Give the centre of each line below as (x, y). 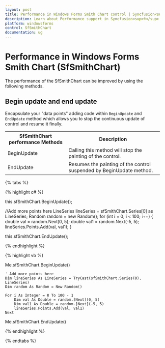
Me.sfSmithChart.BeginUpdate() (38, 265)
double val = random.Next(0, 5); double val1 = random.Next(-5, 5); (72, 221)
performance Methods (36, 142)
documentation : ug (24, 32)
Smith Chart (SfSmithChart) (63, 67)
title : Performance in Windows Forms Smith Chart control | (68, 14)
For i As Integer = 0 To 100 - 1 (39, 295)
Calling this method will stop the (105, 150)
